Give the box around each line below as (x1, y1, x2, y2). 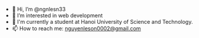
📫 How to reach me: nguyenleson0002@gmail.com (11, 25, 141, 32)
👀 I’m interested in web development (11, 12, 103, 19)
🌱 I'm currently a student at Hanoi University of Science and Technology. (11, 18, 193, 25)
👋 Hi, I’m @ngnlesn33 (11, 6, 66, 12)
